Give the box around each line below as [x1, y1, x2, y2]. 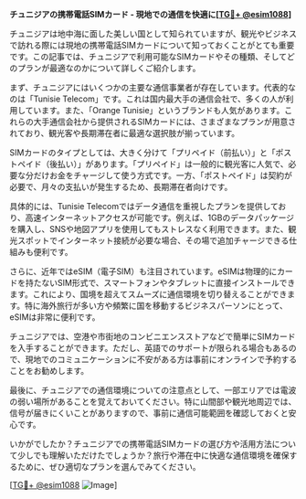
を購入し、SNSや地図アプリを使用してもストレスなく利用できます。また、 [9, 224, 289, 234]
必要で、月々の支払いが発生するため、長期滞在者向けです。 [9, 182, 233, 192]
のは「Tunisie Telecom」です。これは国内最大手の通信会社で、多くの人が [9, 93, 286, 104]
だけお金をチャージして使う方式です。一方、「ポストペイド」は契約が [33, 170, 292, 181]
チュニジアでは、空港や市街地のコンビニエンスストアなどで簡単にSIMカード [9, 331, 296, 342]
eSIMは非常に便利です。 [9, 312, 100, 323]
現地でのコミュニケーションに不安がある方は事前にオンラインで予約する [25, 354, 298, 365]
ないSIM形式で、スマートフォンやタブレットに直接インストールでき [40, 278, 296, 288]
